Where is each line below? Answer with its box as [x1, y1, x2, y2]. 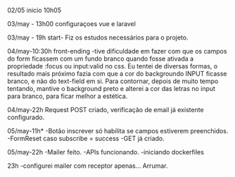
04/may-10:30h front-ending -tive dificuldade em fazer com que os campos [7, 47, 227, 55]
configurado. [7, 113, 45, 121]
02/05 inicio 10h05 [7, 6, 62, 14]
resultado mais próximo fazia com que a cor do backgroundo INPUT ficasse [7, 70, 227, 78]
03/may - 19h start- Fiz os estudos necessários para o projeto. [7, 33, 189, 42]
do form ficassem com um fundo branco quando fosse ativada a [7, 54, 194, 63]
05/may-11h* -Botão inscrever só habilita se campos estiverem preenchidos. [7, 127, 229, 135]
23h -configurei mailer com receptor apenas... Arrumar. [7, 161, 168, 170]
